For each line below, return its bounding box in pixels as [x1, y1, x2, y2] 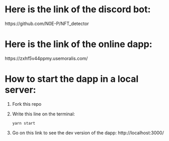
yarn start [12, 121, 36, 126]
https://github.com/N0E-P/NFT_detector [5, 20, 90, 27]
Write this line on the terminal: [12, 111, 75, 117]
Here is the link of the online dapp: [5, 38, 153, 50]
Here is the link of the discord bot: [5, 4, 151, 15]
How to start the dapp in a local [5, 73, 138, 85]
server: [5, 84, 36, 96]
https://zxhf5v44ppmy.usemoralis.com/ [5, 55, 88, 61]
